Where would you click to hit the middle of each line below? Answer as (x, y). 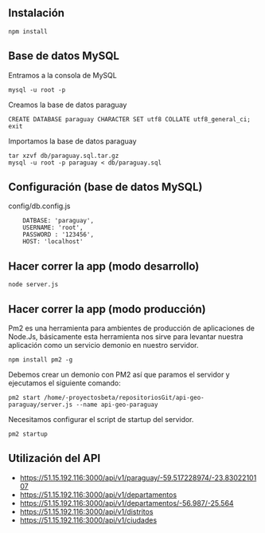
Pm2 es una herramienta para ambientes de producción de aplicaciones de (131, 328)
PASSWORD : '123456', (58, 235)
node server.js (33, 285)
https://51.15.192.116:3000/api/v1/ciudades (88, 520)
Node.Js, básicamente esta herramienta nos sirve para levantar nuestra (126, 337)
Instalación (37, 13)
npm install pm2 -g (41, 360)
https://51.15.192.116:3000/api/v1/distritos (86, 511)
